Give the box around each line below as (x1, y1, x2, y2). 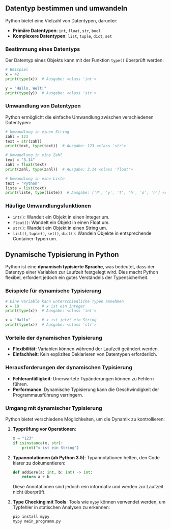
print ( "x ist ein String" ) (22, 445, 79, 450)
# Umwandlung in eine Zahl (5, 153, 63, 158)
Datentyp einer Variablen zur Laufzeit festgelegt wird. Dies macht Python (5, 269, 159, 275)
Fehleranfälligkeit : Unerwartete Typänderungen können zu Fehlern (12, 375, 154, 381)
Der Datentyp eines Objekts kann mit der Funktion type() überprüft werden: (5, 57, 164, 63)
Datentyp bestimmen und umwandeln (5, 4, 128, 13)
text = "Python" (5, 181, 40, 186)
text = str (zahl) (5, 138, 42, 144)
